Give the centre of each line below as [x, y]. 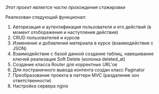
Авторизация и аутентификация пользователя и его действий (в [82, 27]
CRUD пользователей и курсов [46, 38]
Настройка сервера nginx [40, 86]
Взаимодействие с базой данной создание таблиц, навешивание [83, 54]
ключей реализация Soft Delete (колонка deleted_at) [69, 59]
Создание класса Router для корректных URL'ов [65, 64]
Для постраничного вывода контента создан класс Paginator [79, 70]
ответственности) [32, 81]
